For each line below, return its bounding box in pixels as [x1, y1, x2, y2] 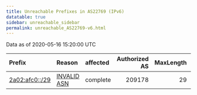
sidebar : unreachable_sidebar [6, 19, 80, 25]
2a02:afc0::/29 [9, 76, 51, 84]
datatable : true [6, 14, 46, 20]
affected [84, 59, 110, 67]
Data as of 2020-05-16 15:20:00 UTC [6, 41, 96, 48]
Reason [56, 59, 78, 67]
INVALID [56, 72, 80, 80]
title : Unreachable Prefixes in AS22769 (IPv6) [6, 8, 125, 15]
